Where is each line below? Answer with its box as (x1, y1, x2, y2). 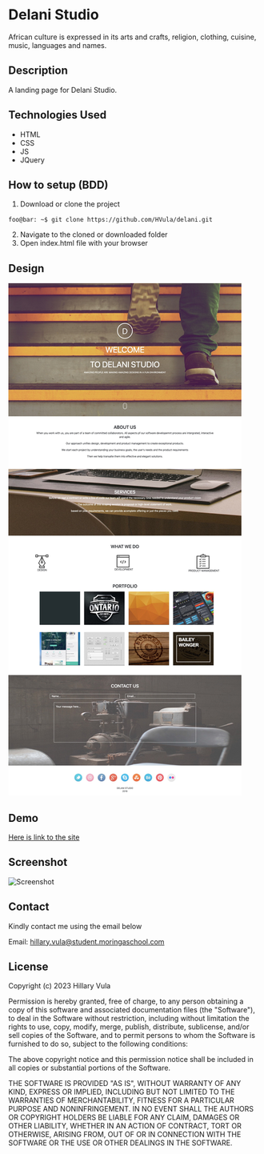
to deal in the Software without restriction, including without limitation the (8, 1014, 250, 1024)
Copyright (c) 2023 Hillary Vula (8, 981, 111, 991)
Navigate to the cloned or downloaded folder (19, 230, 168, 239)
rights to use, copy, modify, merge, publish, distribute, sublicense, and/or (8, 1022, 250, 1032)
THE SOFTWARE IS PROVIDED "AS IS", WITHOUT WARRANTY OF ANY (8, 1079, 242, 1088)
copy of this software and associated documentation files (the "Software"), (8, 1005, 256, 1015)
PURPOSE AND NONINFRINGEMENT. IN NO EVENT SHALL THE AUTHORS (8, 1104, 254, 1114)
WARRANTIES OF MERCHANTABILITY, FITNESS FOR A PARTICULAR (8, 1096, 234, 1105)
